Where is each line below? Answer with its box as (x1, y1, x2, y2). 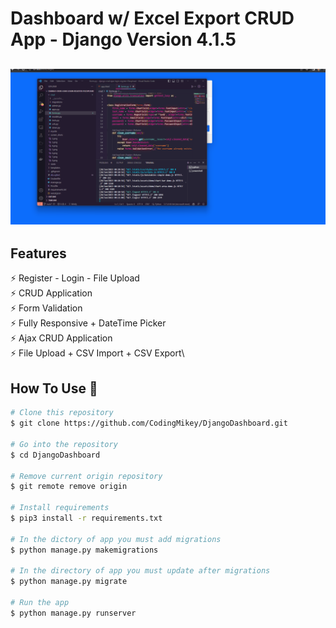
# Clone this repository (10, 408, 114, 418)
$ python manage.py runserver (10, 608, 137, 618)
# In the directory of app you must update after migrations (10, 566, 271, 576)
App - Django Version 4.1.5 (10, 28, 237, 51)
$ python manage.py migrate (10, 577, 128, 587)
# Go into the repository (10, 439, 118, 449)
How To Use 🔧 (10, 380, 98, 397)
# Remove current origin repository (10, 471, 163, 481)
